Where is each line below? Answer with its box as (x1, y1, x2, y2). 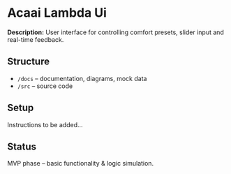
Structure (7, 56, 50, 68)
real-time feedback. (7, 35, 64, 43)
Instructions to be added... (7, 120, 83, 129)
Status (7, 140, 37, 152)
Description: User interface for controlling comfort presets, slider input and (7, 28, 225, 36)
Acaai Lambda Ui (7, 5, 107, 21)
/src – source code (17, 82, 73, 90)
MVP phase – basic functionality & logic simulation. (7, 159, 154, 168)
